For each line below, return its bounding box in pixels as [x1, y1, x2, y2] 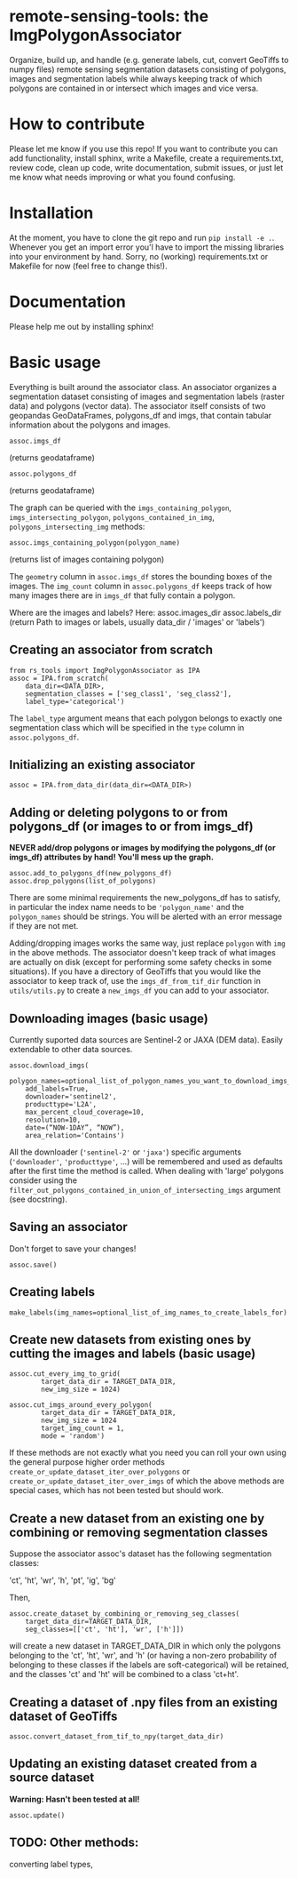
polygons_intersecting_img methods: [9, 521, 145, 531]
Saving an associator [9, 1219, 129, 1235]
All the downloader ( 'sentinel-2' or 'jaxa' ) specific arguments [9, 1147, 242, 1157]
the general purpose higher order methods [9, 1457, 166, 1467]
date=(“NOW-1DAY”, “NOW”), [25, 1123, 125, 1132]
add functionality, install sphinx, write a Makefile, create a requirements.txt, [9, 153, 284, 164]
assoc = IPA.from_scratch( [9, 674, 109, 683]
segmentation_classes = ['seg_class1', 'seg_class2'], [25, 689, 232, 699]
